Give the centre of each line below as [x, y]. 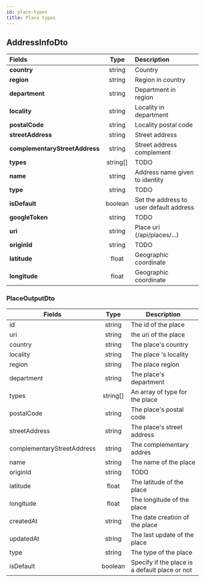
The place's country [160, 344]
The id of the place [158, 325]
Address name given [164, 172]
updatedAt [24, 539]
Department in [155, 90]
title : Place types [31, 18]
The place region [155, 364]
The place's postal [157, 409]
